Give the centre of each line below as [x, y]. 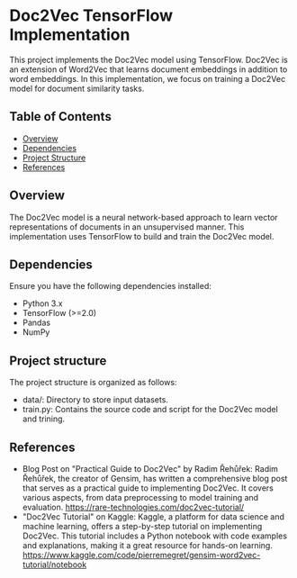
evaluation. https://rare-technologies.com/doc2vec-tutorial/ [133, 507]
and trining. [44, 419]
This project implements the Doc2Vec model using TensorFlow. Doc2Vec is [148, 59]
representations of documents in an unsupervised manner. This [127, 227]
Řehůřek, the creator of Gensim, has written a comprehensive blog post [155, 479]
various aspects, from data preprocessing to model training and [140, 497]
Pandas [36, 323]
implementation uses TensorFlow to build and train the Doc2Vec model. [142, 236]
